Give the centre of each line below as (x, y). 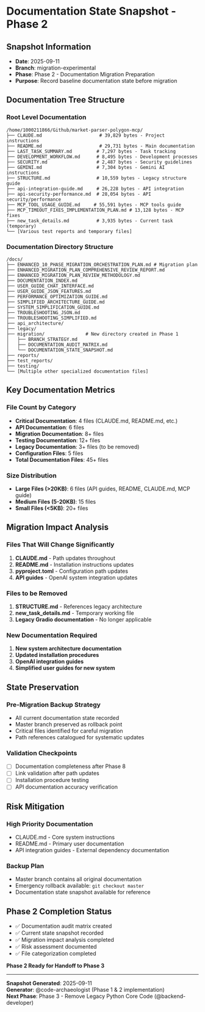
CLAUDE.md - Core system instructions (65, 838)
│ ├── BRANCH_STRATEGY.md (42, 339)
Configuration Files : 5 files (49, 453)
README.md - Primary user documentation (70, 844)
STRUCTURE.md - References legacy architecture (78, 606)
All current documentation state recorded (67, 717)
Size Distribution (31, 475)
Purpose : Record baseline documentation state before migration (96, 81)
